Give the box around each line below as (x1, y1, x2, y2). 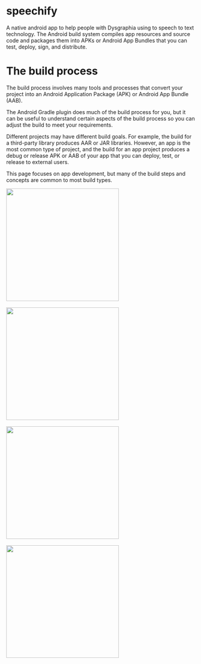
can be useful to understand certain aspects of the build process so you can (6, 115, 195, 122)
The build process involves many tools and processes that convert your (6, 84, 183, 91)
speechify (6, 4, 58, 18)
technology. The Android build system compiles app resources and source (6, 30, 191, 37)
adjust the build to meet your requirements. (6, 121, 113, 128)
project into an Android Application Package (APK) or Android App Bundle (6, 90, 189, 97)
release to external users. (6, 158, 69, 166)
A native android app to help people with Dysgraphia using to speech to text (6, 24, 194, 31)
